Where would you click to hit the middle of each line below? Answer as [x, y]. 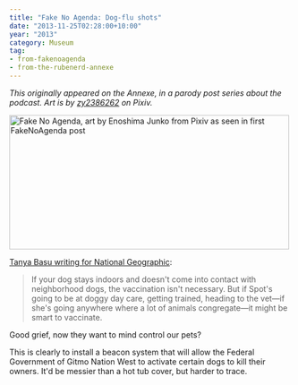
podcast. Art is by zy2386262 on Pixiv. [81, 102]
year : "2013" [34, 34]
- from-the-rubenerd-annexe [62, 68]
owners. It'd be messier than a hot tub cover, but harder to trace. [128, 371]
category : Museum [42, 43]
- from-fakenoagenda [48, 59]
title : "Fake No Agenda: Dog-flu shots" [86, 17]
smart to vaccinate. [67, 317]
